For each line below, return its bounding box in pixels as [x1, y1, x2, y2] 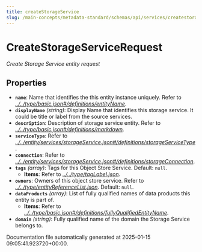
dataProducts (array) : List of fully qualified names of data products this [14, 190, 191, 197]
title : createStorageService [6, 8, 79, 15]
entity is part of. [14, 197, 54, 204]
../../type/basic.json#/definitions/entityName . [14, 100, 127, 107]
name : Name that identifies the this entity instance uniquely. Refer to [14, 94, 182, 101]
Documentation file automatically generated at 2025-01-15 [6, 233, 151, 241]
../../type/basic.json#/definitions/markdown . [14, 126, 124, 133]
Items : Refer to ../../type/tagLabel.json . [23, 171, 121, 178]
